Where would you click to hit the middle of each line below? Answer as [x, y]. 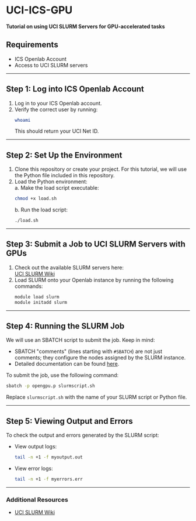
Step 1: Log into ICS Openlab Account [75, 89]
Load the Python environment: [51, 181]
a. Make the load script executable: [57, 188]
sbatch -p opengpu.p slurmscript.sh [50, 386]
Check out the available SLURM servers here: [69, 268]
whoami [22, 120]
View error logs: [34, 468]
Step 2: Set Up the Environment [64, 155]
